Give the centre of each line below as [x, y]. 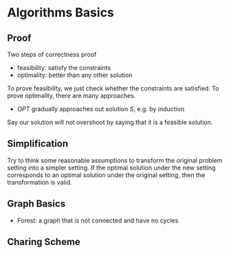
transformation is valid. [40, 182]
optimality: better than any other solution [75, 75]
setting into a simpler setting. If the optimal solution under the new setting [111, 168]
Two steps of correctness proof [52, 54]
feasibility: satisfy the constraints [64, 68]
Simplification [38, 144]
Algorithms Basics [61, 13]
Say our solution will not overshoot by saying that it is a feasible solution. [110, 122]
